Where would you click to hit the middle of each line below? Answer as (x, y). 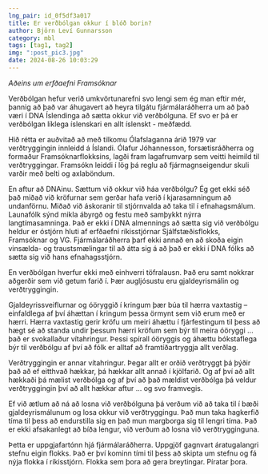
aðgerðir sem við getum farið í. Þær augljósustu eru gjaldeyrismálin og (124, 281)
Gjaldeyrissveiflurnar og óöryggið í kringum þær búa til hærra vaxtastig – (128, 305)
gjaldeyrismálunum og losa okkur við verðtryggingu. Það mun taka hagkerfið (134, 412)
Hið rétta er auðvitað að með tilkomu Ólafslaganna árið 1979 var (112, 139)
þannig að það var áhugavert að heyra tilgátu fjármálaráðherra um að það (129, 107)
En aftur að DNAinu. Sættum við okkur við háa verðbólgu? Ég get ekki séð (129, 189)
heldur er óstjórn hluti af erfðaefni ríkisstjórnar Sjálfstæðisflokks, (114, 231)
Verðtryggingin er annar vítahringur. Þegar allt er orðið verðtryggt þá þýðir (130, 362)
